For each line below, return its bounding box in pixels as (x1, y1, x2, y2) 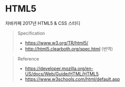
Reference (17, 55, 39, 61)
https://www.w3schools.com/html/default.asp (25, 76, 120, 82)
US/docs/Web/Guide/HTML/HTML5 (25, 70, 99, 76)
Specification (17, 30, 45, 36)
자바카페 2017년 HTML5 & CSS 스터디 (5, 20, 81, 26)
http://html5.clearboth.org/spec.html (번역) (25, 45, 113, 51)
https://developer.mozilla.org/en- (25, 65, 94, 71)
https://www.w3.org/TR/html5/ (25, 39, 89, 45)
